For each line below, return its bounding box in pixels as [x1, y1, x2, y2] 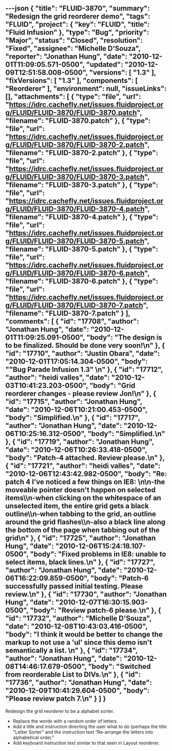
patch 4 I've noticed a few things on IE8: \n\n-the [5, 478, 165, 486]
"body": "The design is [86, 333, 163, 342]
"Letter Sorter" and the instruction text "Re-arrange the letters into [12, 729, 154, 735]
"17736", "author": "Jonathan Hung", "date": [5, 678, 152, 687]
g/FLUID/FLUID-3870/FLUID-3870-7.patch [5, 301, 143, 310]
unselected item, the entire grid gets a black [5, 502, 149, 511]
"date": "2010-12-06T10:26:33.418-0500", [5, 445, 147, 454]
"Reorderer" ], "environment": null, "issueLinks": [5, 84, 167, 93]
